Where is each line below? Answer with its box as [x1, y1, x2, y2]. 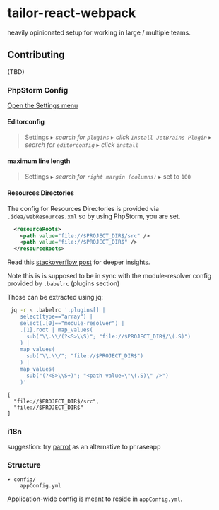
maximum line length [7, 157, 71, 165]
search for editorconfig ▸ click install [24, 141, 139, 149]
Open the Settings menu [7, 101, 78, 110]
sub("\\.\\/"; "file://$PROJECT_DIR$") [25, 352, 143, 360]
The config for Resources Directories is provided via [7, 204, 159, 213]
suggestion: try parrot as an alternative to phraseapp [7, 442, 161, 451]
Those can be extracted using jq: [7, 293, 104, 302]
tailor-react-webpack [7, 5, 136, 21]
